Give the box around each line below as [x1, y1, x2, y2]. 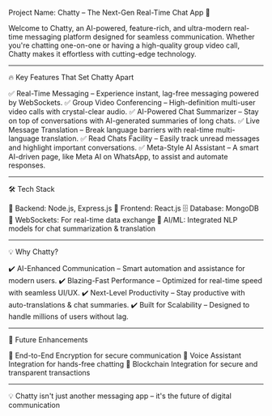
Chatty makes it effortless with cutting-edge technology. [8, 49, 197, 58]
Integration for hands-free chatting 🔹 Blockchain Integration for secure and [8, 359, 258, 368]
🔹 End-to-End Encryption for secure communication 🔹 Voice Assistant [8, 350, 241, 360]
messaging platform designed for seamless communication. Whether [24, 32, 255, 41]
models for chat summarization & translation [8, 223, 156, 233]
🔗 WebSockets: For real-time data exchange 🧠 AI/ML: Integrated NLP [8, 215, 238, 224]
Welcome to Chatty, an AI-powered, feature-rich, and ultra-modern [8, 23, 232, 32]
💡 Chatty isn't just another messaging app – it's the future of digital [8, 391, 232, 401]
